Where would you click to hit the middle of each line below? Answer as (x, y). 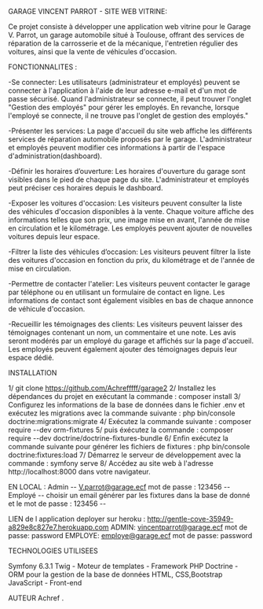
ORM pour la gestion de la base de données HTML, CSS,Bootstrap (115, 574)
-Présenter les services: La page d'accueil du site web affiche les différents (130, 131)
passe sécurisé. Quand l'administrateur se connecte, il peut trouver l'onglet (130, 99)
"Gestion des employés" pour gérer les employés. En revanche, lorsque (124, 107)
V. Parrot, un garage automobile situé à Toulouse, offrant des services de (126, 35)
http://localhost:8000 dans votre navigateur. (79, 472)
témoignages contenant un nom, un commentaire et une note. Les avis (122, 332)
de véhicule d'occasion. (47, 309)
